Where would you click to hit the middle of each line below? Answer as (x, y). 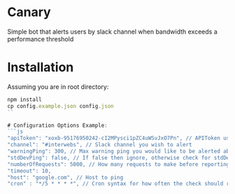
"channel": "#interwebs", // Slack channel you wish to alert (100, 145)
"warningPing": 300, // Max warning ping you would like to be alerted (114, 151)
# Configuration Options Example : (58, 125)
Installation (41, 68)
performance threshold (41, 39)
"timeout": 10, (29, 171)
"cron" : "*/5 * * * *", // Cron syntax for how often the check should (115, 184)
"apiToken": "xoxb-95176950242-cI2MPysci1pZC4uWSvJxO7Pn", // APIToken (114, 138)
